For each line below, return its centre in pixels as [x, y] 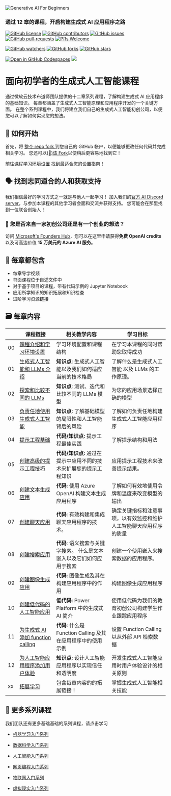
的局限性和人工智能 [79, 419]
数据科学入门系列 [31, 745]
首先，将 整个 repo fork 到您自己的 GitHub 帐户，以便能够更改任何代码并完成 [85, 147]
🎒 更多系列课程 [28, 710]
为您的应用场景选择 [135, 390]
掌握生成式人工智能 [135, 682]
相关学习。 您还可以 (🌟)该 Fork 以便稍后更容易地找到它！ [63, 153]
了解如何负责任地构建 [137, 411]
